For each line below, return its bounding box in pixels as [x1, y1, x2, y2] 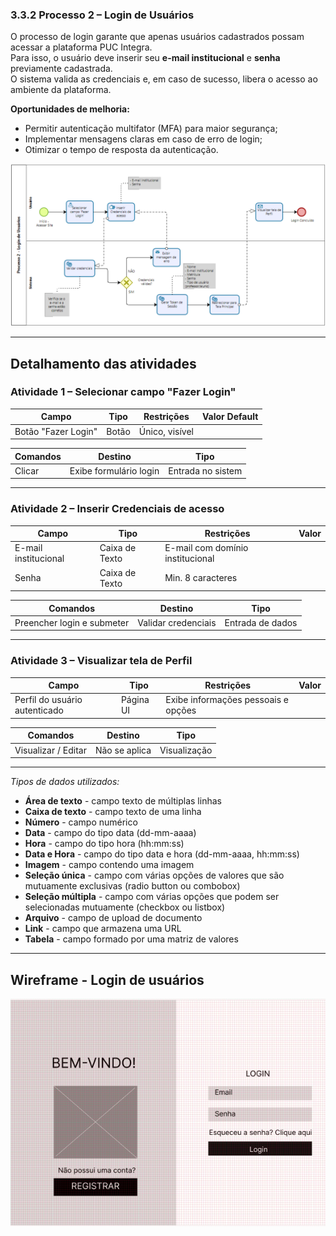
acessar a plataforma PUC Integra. [10, 41, 153, 53]
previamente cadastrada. [10, 63, 113, 75]
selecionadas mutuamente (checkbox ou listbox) [24, 901, 226, 913]
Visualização [159, 744, 213, 756]
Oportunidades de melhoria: [10, 103, 130, 115]
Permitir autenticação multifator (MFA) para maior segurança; [24, 123, 278, 135]
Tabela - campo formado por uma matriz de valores [24, 933, 239, 945]
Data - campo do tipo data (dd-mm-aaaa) [24, 827, 197, 839]
